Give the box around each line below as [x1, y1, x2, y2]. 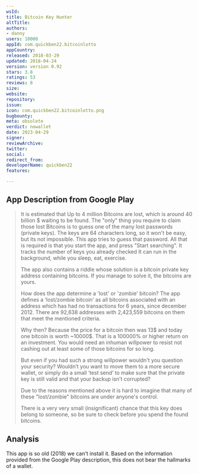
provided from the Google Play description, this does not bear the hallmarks [6, 456, 191, 463]
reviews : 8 [6, 80, 33, 86]
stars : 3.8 [6, 69, 33, 75]
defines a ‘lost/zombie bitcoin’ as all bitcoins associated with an [20, 296, 176, 303]
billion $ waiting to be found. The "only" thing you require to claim [20, 217, 181, 224]
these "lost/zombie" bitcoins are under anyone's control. [20, 393, 158, 400]
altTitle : [6, 19, 31, 25]
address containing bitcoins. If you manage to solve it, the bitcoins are [20, 272, 192, 279]
